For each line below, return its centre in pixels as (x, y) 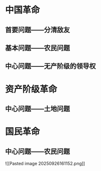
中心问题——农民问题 (37, 151)
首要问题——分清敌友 (37, 30)
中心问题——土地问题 (37, 109)
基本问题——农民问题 (37, 48)
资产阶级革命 (31, 89)
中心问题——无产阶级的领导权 (50, 66)
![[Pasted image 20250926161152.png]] (45, 163)
